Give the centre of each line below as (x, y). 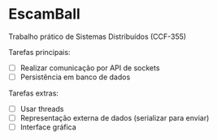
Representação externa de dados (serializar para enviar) (115, 118)
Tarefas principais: (39, 52)
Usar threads (42, 109)
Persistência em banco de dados (75, 77)
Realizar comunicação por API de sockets (90, 68)
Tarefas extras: (34, 93)
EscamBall (45, 14)
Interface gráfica (48, 127)
